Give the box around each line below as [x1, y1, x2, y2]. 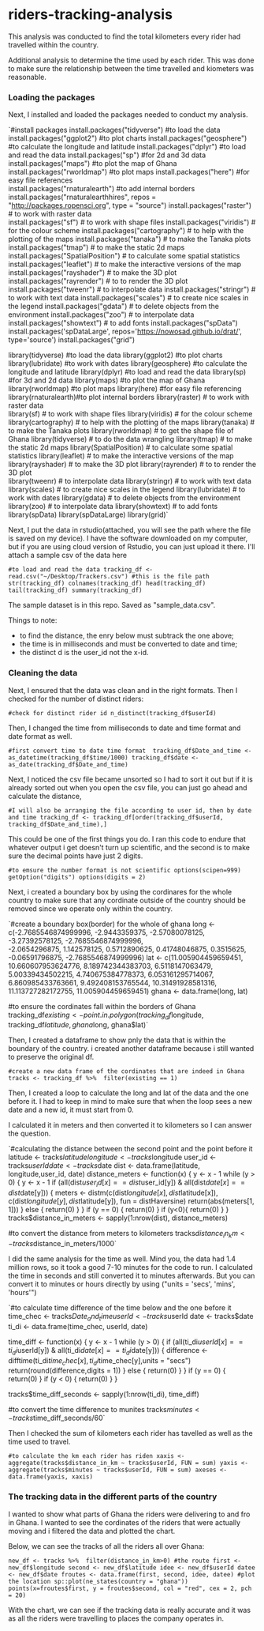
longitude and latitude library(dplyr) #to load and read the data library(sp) [8, 367, 247, 377]
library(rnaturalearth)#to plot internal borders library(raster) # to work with [8, 393, 250, 402]
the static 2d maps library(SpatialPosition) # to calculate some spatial [8, 443, 233, 452]
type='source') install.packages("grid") [8, 335, 136, 345]
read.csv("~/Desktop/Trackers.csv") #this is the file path [8, 573, 210, 581]
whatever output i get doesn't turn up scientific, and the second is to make [8, 842, 251, 852]
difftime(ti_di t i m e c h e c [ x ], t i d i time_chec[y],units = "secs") [8, 1355, 191, 1367]
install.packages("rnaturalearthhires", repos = [8, 192, 157, 202]
